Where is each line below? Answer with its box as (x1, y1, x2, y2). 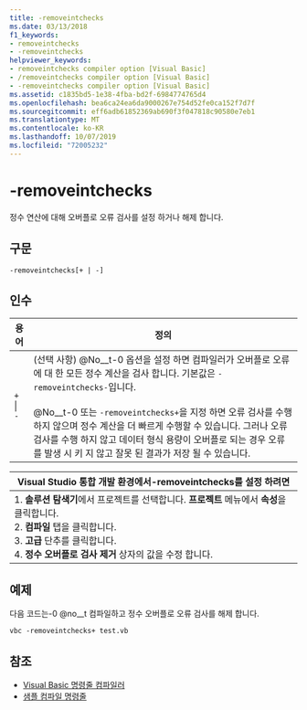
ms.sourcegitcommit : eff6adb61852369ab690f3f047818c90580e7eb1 (9, 107, 256, 116)
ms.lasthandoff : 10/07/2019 (9, 132, 117, 142)
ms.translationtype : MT (9, 115, 101, 124)
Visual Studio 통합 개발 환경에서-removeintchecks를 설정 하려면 (16, 476, 291, 489)
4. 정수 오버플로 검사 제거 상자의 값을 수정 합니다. (14, 548, 213, 561)
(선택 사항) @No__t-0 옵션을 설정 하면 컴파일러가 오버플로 (33, 354, 271, 366)
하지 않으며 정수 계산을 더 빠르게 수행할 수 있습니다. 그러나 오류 (33, 419, 288, 432)
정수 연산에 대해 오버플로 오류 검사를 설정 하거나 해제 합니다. (9, 211, 224, 222)
